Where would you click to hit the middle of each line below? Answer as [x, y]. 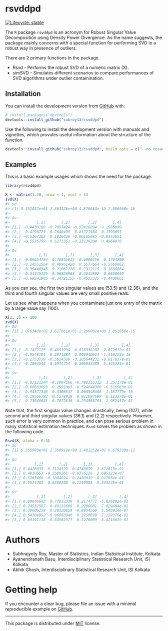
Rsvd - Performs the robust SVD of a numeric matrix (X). [70, 67]
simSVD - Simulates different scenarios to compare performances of [83, 72]
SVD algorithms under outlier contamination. [58, 78]
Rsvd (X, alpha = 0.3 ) [28, 441]
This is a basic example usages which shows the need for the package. [79, 177]
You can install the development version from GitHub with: [65, 106]
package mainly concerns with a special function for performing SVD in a [81, 42]
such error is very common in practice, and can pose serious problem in [79, 421]
